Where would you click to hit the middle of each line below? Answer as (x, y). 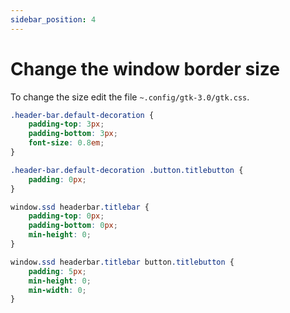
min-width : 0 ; (57, 290)
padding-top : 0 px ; (66, 216)
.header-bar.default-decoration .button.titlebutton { (127, 170)
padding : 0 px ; (57, 179)
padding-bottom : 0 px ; (73, 226)
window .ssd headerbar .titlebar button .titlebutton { (122, 262)
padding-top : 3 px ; (66, 124)
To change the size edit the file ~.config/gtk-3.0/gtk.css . (130, 97)
